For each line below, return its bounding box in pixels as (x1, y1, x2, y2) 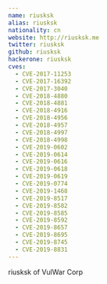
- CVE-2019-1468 (15, 186, 68, 195)
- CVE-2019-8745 (15, 238, 68, 246)
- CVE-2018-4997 (15, 128, 68, 136)
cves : (8, 63, 26, 71)
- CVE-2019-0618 (15, 165, 68, 173)
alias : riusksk (8, 19, 58, 27)
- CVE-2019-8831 (15, 245, 68, 253)
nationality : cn (8, 26, 61, 34)
